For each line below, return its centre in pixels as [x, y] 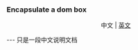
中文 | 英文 [116, 25]
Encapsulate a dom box [47, 10]
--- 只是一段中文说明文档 [42, 40]
